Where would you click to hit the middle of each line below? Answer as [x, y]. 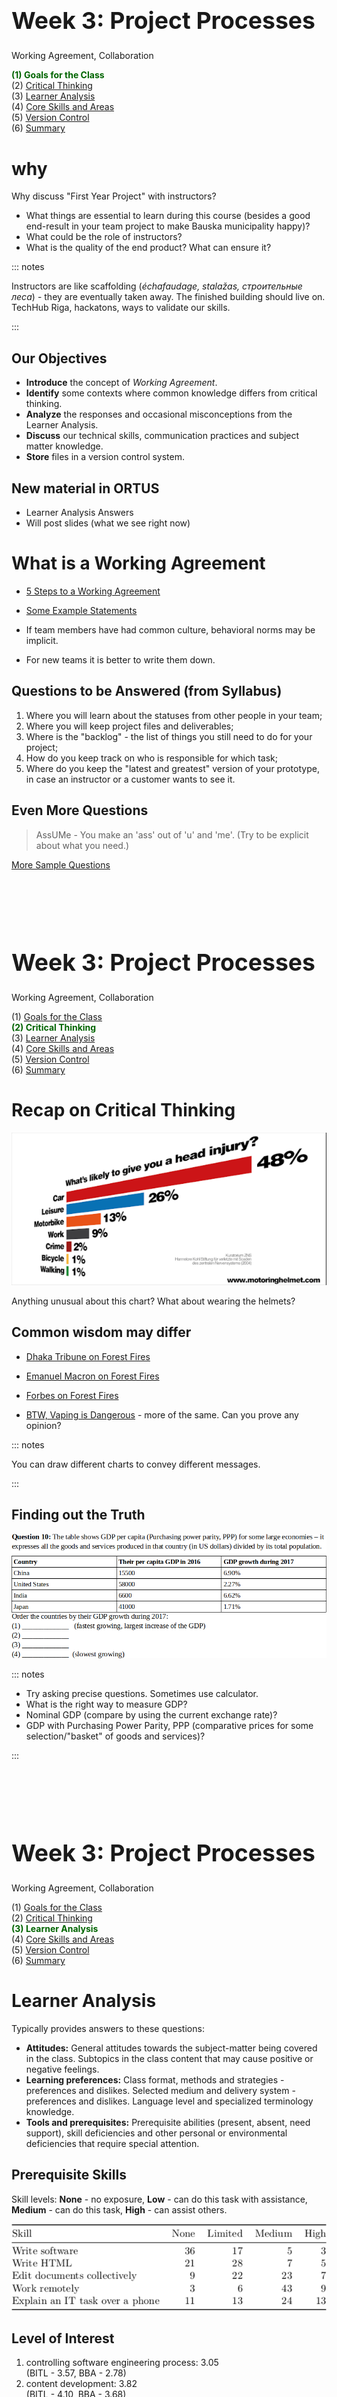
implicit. [42, 640]
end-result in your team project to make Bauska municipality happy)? [168, 226]
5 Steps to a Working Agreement [93, 591]
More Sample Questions [61, 864]
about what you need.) [82, 845]
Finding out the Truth [78, 1515]
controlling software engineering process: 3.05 [122, 2363]
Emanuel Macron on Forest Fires [92, 1376]
